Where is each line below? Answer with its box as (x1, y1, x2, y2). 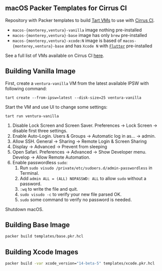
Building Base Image (5, 221, 70, 229)
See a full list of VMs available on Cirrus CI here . (5, 52, 105, 58)
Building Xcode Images (5, 248, 79, 256)
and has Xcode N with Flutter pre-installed (65, 42, 153, 49)
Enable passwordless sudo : (12, 159, 68, 165)
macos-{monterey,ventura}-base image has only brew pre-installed (12, 32, 147, 38)
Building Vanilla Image (5, 67, 76, 75)
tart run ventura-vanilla (5, 113, 59, 119)
